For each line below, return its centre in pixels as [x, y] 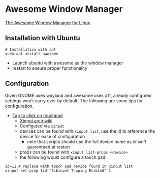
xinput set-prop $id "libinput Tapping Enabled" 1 [58, 171]
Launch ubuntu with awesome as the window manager [68, 63]
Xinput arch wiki [36, 120]
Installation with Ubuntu [43, 38]
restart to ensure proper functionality [50, 68]
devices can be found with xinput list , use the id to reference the [87, 131]
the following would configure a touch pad [63, 157]
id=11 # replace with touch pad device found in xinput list [69, 166]
